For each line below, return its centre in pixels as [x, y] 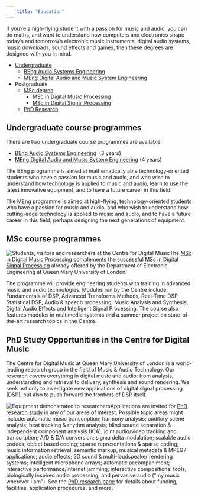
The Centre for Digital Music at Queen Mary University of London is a [90, 363]
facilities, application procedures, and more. [60, 488]
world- [184, 363]
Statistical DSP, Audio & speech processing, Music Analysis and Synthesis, [97, 302]
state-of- [179, 315]
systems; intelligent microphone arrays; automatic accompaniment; [88, 463]
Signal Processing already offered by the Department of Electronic [87, 266]
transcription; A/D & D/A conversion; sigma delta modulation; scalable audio [98, 438]
